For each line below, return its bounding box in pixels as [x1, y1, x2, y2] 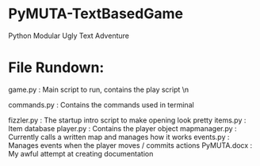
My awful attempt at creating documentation [8, 149, 154, 158]
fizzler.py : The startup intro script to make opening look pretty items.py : [8, 115, 247, 125]
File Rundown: [8, 58, 105, 77]
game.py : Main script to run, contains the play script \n [8, 85, 189, 94]
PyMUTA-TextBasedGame [8, 5, 184, 23]
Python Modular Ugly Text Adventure [8, 31, 129, 40]
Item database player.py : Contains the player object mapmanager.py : [8, 123, 237, 133]
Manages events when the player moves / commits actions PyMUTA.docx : [8, 140, 253, 150]
